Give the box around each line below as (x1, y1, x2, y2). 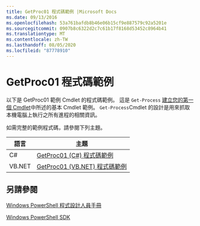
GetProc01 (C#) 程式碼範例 (36, 151, 113, 159)
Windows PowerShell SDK (6, 213, 70, 221)
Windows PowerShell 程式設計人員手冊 (6, 201, 101, 209)
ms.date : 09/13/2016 (6, 14, 58, 20)
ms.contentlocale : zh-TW (6, 36, 68, 42)
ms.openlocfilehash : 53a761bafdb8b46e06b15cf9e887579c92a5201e (6, 20, 167, 26)
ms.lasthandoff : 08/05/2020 (6, 42, 76, 48)
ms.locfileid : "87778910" (6, 48, 70, 54)
